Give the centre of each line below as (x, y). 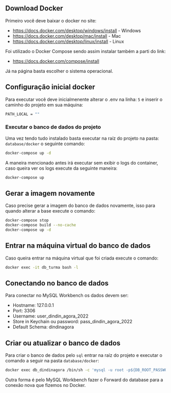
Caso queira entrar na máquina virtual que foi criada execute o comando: (82, 258)
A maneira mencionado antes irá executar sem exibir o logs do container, (82, 163)
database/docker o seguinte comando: (45, 143)
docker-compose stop (27, 220)
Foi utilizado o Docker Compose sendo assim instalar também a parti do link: (85, 51)
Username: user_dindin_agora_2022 (50, 316)
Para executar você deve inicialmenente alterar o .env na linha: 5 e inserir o (84, 99)
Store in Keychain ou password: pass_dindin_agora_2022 (72, 322)
